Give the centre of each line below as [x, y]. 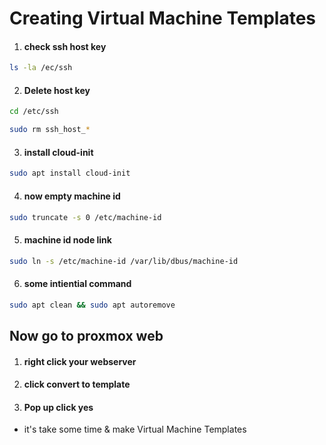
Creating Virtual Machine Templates [162, 18]
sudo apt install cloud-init [70, 173]
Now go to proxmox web [86, 335]
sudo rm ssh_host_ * [50, 130]
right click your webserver [80, 361]
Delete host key [57, 90]
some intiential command [77, 284]
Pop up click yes [58, 407]
